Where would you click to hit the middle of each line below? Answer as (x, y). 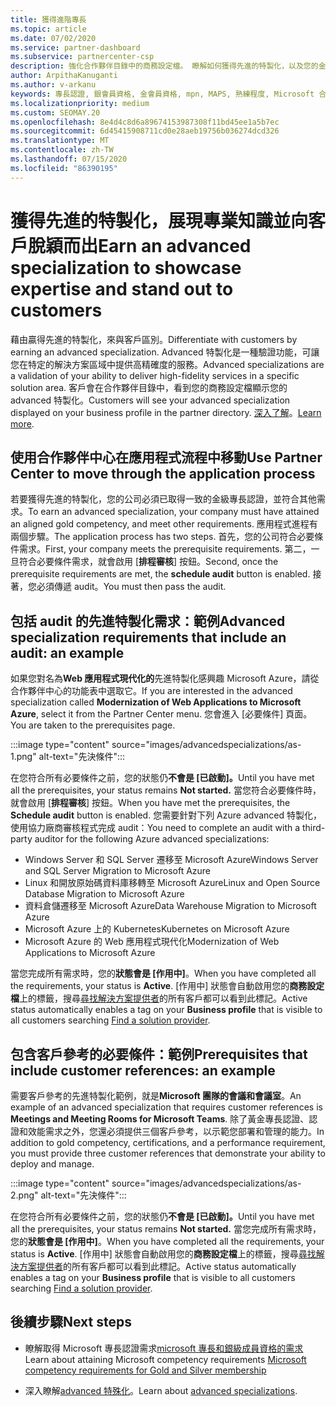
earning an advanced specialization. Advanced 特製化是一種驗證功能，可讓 (165, 352)
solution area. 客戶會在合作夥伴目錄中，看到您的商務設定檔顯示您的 (149, 387)
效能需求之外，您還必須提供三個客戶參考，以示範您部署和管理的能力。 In (176, 1131)
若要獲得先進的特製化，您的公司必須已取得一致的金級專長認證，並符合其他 (163, 499)
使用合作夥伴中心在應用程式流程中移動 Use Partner (166, 457)
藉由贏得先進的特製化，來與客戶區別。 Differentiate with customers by (154, 339)
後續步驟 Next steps (71, 1322)
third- (314, 828)
